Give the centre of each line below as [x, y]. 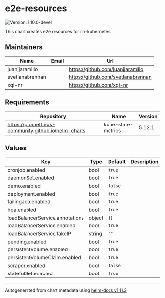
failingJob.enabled [29, 202]
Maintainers [24, 47]
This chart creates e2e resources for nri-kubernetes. [58, 31]
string [95, 234]
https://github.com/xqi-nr [98, 85]
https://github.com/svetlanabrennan [110, 77]
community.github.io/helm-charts [47, 130]
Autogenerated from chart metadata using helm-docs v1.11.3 [66, 290]
